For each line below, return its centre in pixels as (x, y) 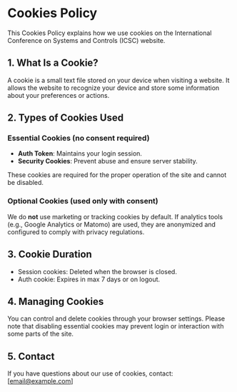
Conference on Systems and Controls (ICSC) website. (86, 40)
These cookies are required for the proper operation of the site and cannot (117, 175)
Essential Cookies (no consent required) (79, 139)
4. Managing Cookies (56, 301)
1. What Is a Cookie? (53, 63)
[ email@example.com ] (40, 381)
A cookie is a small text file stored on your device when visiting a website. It (118, 80)
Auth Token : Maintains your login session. (80, 154)
